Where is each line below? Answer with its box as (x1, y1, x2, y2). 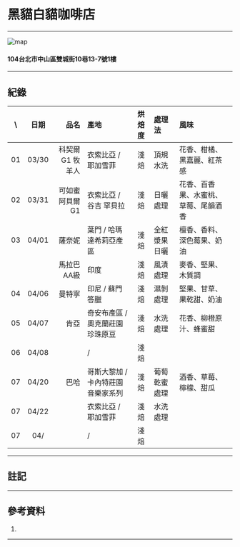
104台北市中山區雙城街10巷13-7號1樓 (7, 54, 116, 63)
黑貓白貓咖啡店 (7, 6, 96, 23)
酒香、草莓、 (179, 372, 223, 382)
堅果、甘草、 (179, 283, 223, 293)
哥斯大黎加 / (86, 366, 128, 376)
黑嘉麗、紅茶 (179, 155, 223, 165)
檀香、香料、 (179, 224, 223, 234)
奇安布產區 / (86, 308, 128, 318)
